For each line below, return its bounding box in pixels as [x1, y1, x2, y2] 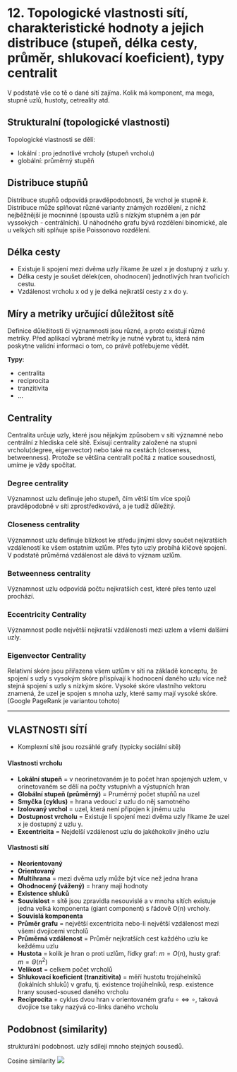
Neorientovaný [17, 859, 63, 867]
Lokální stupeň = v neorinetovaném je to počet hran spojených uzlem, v [17, 774, 228, 783]
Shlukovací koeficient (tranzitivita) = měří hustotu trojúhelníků [17, 973, 202, 982]
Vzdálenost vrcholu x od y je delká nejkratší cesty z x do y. [17, 288, 188, 296]
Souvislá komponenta [17, 912, 83, 920]
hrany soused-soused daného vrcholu [17, 988, 129, 996]
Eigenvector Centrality [7, 651, 87, 661]
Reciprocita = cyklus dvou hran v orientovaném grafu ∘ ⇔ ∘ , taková [17, 995, 219, 1004]
